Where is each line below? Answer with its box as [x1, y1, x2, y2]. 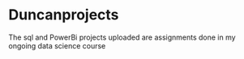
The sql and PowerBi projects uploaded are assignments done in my [8, 32, 237, 42]
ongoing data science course [8, 40, 106, 50]
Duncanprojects [8, 6, 119, 24]
